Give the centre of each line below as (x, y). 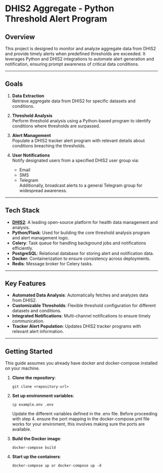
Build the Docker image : (37, 439)
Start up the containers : (37, 457)
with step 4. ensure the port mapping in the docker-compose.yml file (81, 419)
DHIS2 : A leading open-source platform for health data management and (85, 222)
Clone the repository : (34, 378)
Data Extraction (28, 96)
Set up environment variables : (43, 396)
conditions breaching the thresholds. (49, 146)
